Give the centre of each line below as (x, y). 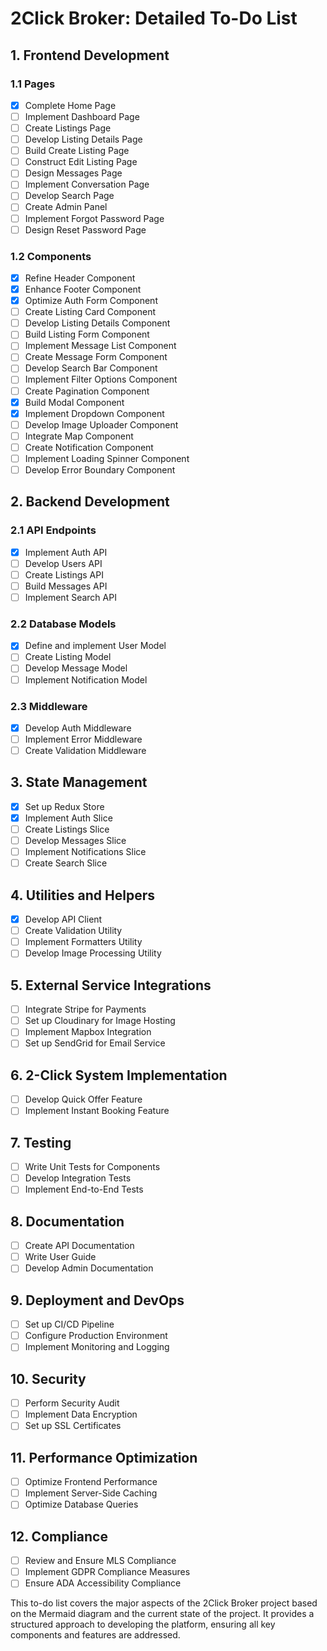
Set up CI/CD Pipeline (69, 1324)
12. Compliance (59, 1536)
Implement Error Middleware (83, 739)
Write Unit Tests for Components (92, 1167)
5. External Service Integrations (111, 985)
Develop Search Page (69, 196)
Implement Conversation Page (87, 184)
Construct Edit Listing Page (81, 162)
